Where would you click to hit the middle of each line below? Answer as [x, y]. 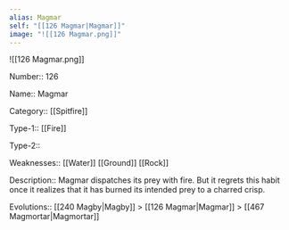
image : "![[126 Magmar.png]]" [66, 34]
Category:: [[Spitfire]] [49, 111]
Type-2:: [25, 146]
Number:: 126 [34, 77]
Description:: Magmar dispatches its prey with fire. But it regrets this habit [144, 180]
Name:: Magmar [39, 94]
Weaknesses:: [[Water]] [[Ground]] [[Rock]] [89, 163]
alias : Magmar [36, 17]
